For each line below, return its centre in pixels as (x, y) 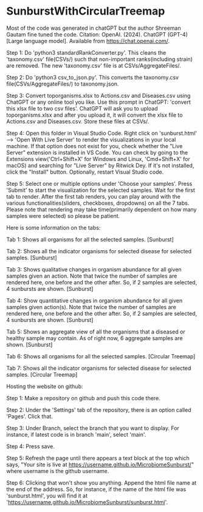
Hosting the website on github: (45, 386)
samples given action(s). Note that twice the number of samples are (91, 307)
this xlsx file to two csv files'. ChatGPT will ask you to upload (82, 108)
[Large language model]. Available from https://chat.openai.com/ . (88, 41)
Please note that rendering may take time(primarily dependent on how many (101, 209)
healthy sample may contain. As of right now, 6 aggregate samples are (95, 338)
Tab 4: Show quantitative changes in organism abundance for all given (95, 300)
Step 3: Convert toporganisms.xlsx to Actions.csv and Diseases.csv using (98, 95)
